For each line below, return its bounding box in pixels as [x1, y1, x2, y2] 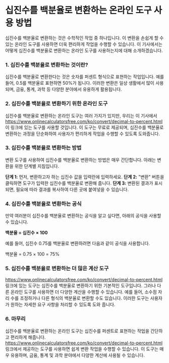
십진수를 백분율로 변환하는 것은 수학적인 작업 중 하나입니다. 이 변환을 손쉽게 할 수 [5, 35, 164, 41]
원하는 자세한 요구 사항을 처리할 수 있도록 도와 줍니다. [10, 301, 116, 308]
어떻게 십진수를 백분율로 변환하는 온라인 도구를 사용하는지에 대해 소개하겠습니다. [5, 47, 163, 53]
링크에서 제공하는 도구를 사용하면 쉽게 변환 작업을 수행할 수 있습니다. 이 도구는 [5, 346, 159, 352]
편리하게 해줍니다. [10, 334, 46, 340]
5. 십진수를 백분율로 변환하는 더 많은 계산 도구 [5, 265, 109, 272]
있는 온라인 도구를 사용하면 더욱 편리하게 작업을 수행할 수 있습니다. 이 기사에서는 [5, 41, 163, 47]
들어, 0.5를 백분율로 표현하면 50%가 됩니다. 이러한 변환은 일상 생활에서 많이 [5, 80, 155, 86]
